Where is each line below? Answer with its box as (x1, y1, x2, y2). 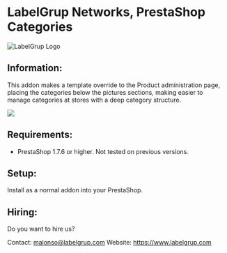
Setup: (7, 167, 37, 179)
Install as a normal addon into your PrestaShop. (7, 186, 143, 194)
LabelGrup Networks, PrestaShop (7, 4, 205, 20)
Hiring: (7, 206, 38, 218)
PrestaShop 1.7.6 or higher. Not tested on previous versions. (17, 147, 189, 155)
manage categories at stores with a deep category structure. (7, 95, 182, 104)
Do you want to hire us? (7, 224, 75, 233)
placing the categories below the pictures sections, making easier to (7, 88, 203, 96)
